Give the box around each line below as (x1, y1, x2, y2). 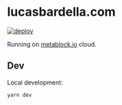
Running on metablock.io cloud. (7, 40, 97, 48)
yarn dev (7, 91, 32, 98)
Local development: (7, 78, 63, 86)
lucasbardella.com (7, 4, 116, 20)
